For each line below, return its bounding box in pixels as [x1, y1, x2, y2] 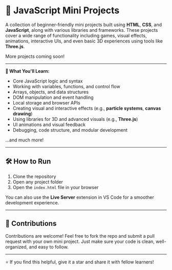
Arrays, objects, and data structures [12, 89, 89, 95]
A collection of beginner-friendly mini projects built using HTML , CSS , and [5, 22, 162, 28]
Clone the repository [12, 173, 56, 179]
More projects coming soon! [5, 53, 65, 59]
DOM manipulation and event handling [12, 94, 94, 100]
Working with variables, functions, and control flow [12, 83, 120, 89]
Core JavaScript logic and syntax [12, 78, 83, 84]
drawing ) [12, 110, 33, 117]
